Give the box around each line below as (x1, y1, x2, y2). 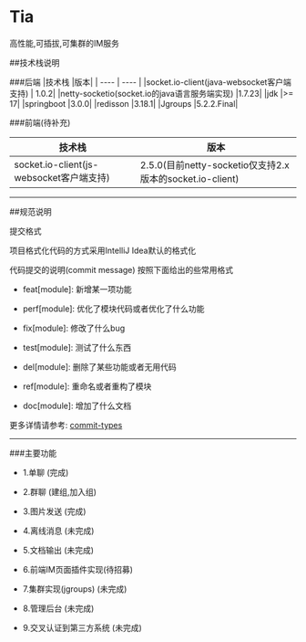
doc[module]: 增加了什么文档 (22, 400, 132, 411)
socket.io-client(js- (14, 158, 99, 171)
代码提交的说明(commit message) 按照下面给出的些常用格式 (9, 264, 234, 275)
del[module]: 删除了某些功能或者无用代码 (22, 361, 178, 372)
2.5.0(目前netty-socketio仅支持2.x (139, 158, 290, 171)
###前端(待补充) (9, 117, 71, 128)
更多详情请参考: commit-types (9, 419, 123, 430)
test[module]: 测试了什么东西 (22, 342, 132, 353)
